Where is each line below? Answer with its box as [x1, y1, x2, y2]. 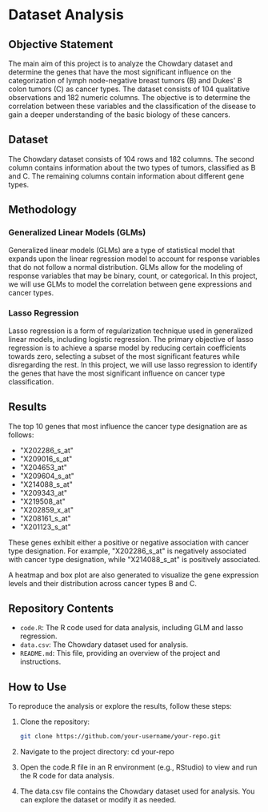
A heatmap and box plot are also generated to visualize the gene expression [8, 570, 259, 580]
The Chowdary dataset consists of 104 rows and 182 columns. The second [8, 154, 254, 163]
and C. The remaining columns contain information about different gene [8, 171, 245, 181]
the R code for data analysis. [19, 771, 114, 781]
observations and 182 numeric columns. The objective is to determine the [8, 93, 250, 102]
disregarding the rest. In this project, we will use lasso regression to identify [8, 360, 258, 369]
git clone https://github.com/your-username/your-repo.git [19, 733, 222, 741]
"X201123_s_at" [19, 522, 71, 532]
